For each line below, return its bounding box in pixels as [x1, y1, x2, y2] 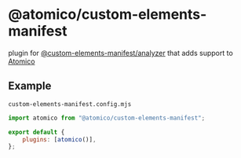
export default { [8, 128, 65, 136]
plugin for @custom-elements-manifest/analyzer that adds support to [8, 48, 233, 57]
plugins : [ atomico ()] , [22, 135, 97, 143]
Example [8, 79, 52, 93]
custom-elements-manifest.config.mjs [8, 100, 132, 108]
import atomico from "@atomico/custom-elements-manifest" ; [8, 114, 206, 122]
